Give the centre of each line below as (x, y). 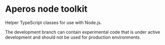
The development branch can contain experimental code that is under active (83, 32)
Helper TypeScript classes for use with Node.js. (53, 22)
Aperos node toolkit (46, 9)
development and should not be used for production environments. (73, 37)
